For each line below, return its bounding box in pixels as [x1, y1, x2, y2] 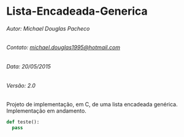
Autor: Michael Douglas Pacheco [6, 24, 90, 32]
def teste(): [6, 119, 40, 125]
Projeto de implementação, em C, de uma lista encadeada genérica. [6, 101, 178, 108]
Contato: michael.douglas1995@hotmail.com [6, 44, 121, 51]
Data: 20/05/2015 [6, 63, 51, 70]
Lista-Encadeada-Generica [6, 4, 148, 18]
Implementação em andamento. [6, 107, 87, 114]
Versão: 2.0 [6, 81, 36, 89]
